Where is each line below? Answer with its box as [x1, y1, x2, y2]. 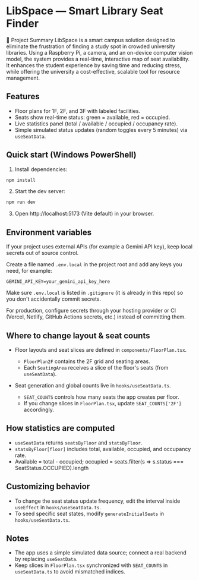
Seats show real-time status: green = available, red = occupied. [14, 114, 170, 121]
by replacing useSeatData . [14, 556, 78, 563]
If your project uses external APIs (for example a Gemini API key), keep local [6, 243, 193, 250]
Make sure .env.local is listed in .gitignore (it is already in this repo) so [6, 289, 184, 297]
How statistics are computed [6, 423, 115, 433]
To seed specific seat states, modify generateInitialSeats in [14, 510, 165, 517]
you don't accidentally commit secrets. [6, 295, 102, 302]
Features [6, 92, 40, 102]
